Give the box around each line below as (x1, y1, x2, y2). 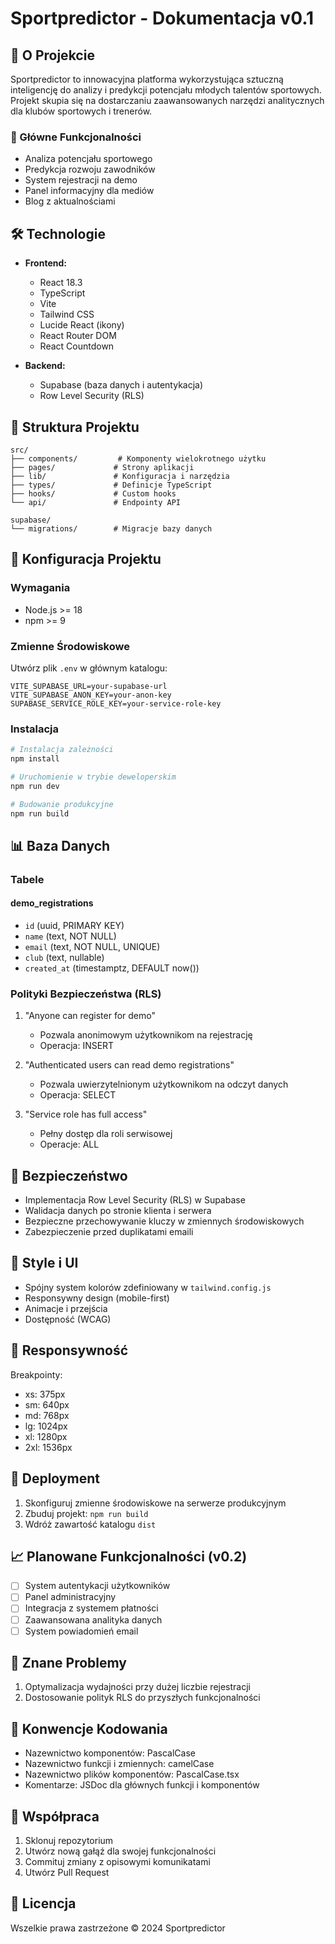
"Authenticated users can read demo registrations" (24, 1059, 235, 1071)
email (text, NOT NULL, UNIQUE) (24, 940, 161, 952)
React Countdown (39, 340, 115, 352)
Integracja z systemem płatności (24, 1602, 159, 1614)
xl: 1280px (24, 1430, 68, 1442)
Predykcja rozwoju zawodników (24, 163, 156, 176)
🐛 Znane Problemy (10, 1655, 127, 1672)
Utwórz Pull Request (24, 1867, 110, 1879)
